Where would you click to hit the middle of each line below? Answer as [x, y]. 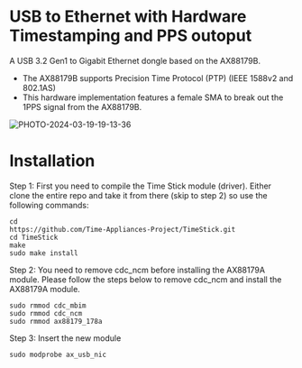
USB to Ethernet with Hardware [128, 17]
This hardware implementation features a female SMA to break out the [153, 97]
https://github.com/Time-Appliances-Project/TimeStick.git [123, 229]
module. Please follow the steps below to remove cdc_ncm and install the [146, 279]
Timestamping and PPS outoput [131, 36]
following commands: [49, 205]
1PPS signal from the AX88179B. [82, 106]
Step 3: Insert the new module [65, 338]
